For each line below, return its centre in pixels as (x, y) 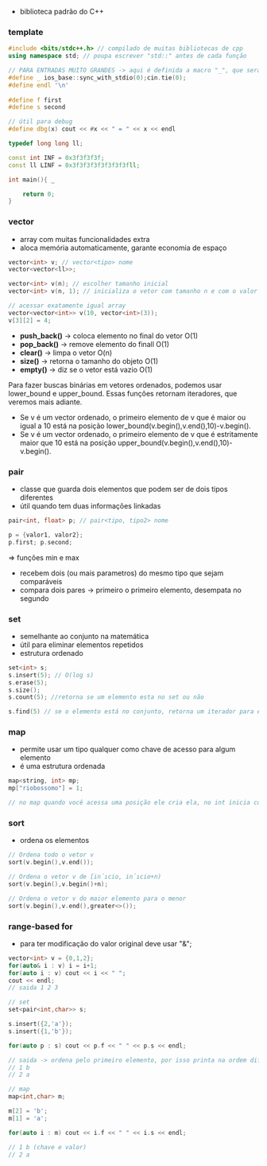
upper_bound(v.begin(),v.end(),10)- (175, 443)
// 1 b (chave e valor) (48, 1147)
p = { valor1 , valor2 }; (46, 535)
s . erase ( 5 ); (28, 682)
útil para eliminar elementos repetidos (81, 645)
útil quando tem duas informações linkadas (90, 506)
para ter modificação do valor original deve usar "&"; (106, 943)
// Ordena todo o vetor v (51, 855)
